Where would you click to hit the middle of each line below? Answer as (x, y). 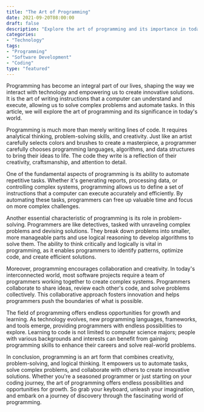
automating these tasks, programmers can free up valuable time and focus (100, 200)
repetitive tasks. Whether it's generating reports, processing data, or (92, 181)
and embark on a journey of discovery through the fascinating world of (95, 396)
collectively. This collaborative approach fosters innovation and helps (93, 295)
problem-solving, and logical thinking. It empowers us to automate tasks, (97, 363)
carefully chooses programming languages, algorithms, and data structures (101, 149)
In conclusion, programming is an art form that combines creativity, (90, 357)
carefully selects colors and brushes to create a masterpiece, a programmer (101, 143)
